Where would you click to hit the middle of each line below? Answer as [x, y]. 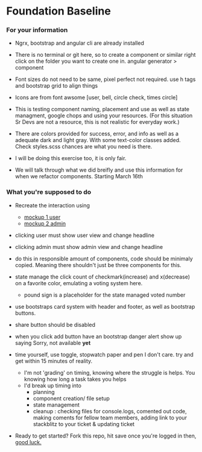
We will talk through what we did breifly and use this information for [99, 170]
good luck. [28, 442]
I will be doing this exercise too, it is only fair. [71, 158]
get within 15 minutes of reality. [54, 361]
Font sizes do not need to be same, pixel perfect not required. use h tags [105, 79]
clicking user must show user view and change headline [85, 235]
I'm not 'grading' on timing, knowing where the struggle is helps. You [109, 372]
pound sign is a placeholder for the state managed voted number [105, 295]
